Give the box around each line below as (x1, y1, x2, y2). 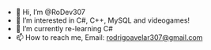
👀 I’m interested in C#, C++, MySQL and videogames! (15, 16, 190, 25)
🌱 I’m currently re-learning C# (15, 24, 113, 33)
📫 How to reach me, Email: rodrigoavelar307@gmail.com (15, 33, 203, 42)
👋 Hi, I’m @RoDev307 (15, 8, 85, 16)
